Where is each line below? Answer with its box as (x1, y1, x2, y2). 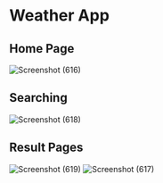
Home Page (9, 41, 75, 56)
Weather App (9, 5, 110, 26)
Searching (9, 90, 69, 105)
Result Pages (9, 140, 84, 155)
